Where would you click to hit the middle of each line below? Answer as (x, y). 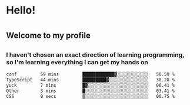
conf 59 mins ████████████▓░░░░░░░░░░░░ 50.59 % (91, 74)
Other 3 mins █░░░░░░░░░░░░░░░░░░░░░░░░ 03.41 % (91, 91)
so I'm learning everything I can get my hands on (77, 62)
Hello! (21, 10)
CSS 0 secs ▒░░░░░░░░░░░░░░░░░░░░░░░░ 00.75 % (91, 96)
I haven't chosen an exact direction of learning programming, (95, 55)
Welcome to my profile (49, 36)
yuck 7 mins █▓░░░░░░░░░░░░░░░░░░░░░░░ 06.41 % (91, 85)
